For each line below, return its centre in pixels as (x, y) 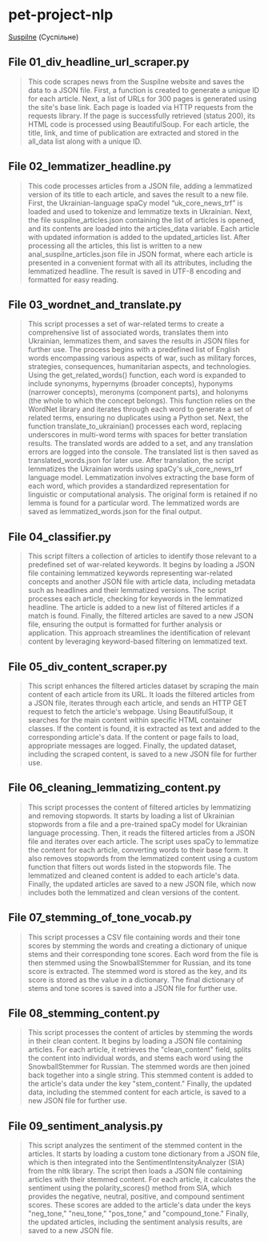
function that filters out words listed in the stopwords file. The (129, 867)
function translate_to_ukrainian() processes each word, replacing (135, 426)
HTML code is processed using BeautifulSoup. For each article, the (138, 124)
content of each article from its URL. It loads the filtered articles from (141, 694)
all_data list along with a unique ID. (85, 141)
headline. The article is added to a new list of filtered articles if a (134, 607)
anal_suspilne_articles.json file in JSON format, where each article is (140, 254)
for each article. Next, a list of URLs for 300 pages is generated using (142, 99)
